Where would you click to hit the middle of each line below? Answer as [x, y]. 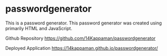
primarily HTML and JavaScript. [39, 28]
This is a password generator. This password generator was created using [84, 23]
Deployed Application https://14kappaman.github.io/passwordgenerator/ [82, 48]
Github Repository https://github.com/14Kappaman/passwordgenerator [80, 38]
